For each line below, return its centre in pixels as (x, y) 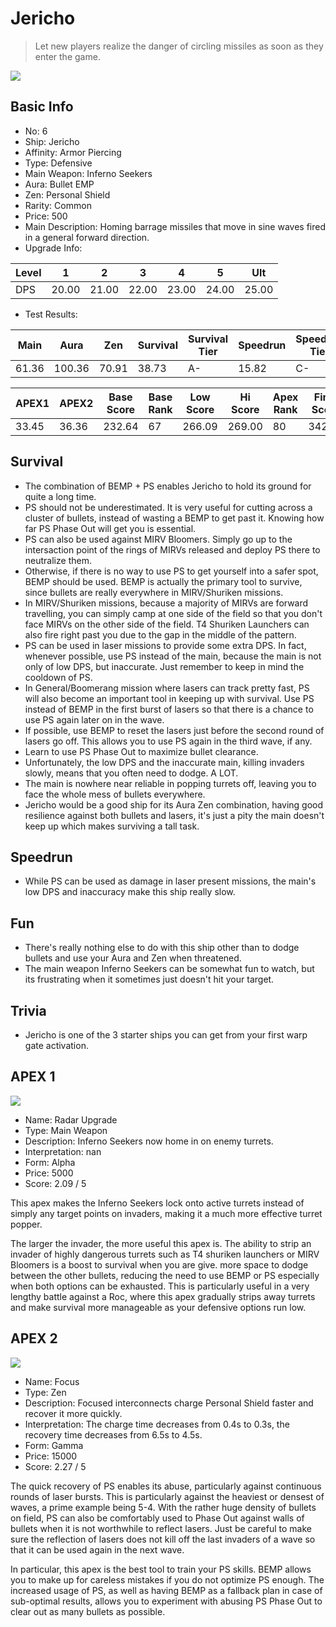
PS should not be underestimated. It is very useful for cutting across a (168, 507)
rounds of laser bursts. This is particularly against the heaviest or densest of (167, 1496)
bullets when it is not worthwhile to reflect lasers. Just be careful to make (161, 1528)
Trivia (28, 1010)
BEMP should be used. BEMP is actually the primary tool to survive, (163, 581)
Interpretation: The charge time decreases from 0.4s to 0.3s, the (157, 1424)
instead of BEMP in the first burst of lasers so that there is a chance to (169, 709)
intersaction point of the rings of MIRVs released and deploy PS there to (172, 549)
